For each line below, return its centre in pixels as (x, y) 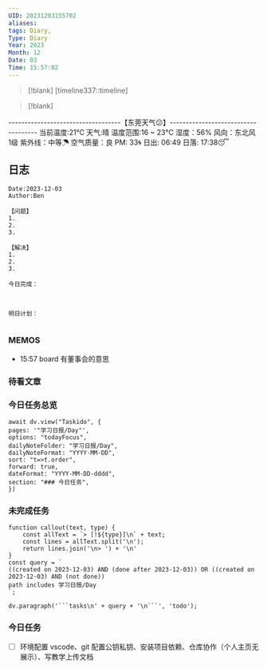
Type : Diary (28, 38)
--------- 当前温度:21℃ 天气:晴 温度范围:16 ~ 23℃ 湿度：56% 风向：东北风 (132, 132)
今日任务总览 (33, 405)
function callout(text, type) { (62, 528)
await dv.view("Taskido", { (55, 422)
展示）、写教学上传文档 (57, 656)
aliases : (23, 23)
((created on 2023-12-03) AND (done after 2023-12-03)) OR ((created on (132, 570)
